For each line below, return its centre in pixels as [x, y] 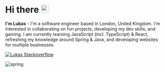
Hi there [22, 10]
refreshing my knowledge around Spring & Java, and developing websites [82, 39]
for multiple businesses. [30, 44]
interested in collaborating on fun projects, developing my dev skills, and [80, 28]
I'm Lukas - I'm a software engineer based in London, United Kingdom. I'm [83, 23]
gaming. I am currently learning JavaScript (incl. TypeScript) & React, [77, 34]
